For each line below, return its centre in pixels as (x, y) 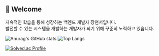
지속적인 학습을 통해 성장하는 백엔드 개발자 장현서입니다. (61, 22)
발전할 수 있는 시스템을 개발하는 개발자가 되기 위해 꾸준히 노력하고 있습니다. (80, 28)
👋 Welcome (24, 9)
